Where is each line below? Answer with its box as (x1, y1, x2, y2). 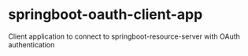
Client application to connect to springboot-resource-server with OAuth (8, 32, 240, 41)
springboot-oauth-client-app (8, 6, 203, 24)
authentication (8, 39, 55, 49)
